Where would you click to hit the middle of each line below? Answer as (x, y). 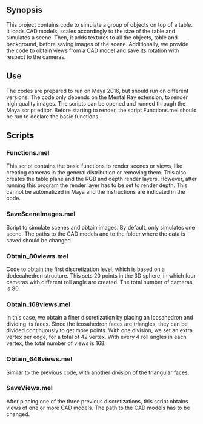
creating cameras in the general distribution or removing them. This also (96, 173)
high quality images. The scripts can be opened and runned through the (96, 103)
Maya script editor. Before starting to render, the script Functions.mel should (101, 110)
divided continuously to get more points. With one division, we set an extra (99, 330)
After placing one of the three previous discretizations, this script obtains (97, 401)
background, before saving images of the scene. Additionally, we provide (98, 44)
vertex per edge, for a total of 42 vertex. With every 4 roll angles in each (96, 337)
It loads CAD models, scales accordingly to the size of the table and (91, 31)
